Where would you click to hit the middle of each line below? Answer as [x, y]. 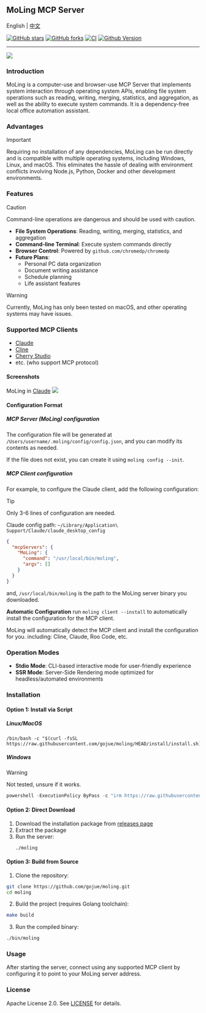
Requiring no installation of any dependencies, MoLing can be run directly [100, 152]
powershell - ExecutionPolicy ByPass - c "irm [64, 796]
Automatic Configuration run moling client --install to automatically [97, 611]
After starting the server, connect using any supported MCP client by [93, 968]
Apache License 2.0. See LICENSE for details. [64, 1003]
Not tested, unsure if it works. [44, 784]
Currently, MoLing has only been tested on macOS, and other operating [97, 307]
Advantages [25, 127]
